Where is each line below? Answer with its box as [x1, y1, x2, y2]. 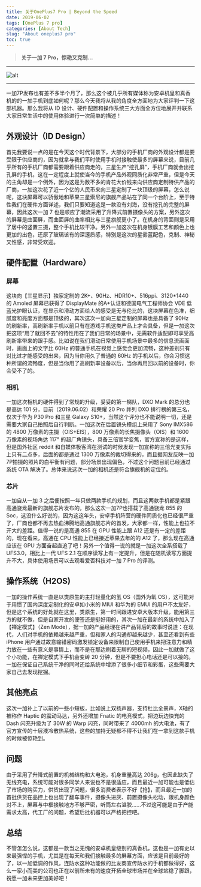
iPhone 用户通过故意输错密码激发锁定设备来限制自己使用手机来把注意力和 [6, 638, 187, 645]
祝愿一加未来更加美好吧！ [6, 874, 69, 882]
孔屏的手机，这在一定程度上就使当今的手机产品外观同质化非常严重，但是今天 [6, 170, 195, 178]
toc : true [6, 37, 31, 43]
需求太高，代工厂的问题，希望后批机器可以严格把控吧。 [6, 808, 142, 816]
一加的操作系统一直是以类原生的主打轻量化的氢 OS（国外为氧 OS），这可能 [6, 593, 190, 600]
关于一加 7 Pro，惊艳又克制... [20, 54, 93, 61]
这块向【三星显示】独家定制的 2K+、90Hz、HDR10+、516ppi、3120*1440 [6, 292, 189, 299]
